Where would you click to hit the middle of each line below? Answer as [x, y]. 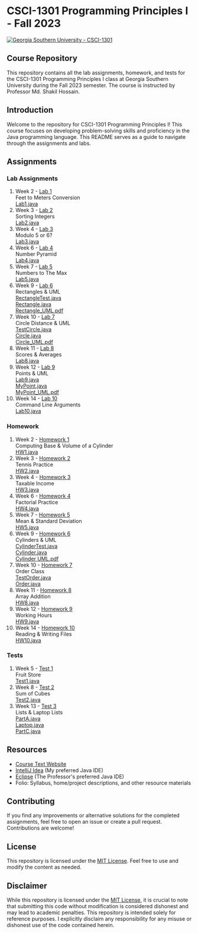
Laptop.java [30, 724]
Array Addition [33, 596]
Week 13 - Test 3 [36, 706]
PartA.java [28, 719]
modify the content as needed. [44, 867]
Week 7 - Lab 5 [34, 266]
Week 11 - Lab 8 [35, 348]
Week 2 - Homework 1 [42, 439]
